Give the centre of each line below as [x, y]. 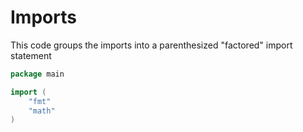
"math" [42, 111]
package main [37, 74]
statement [31, 55]
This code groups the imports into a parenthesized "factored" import [151, 45]
